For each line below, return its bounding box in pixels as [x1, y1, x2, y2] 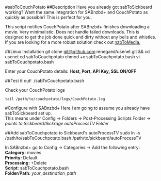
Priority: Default [5, 155, 38, 161]
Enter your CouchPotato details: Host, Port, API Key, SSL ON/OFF [5, 68, 137, 74]
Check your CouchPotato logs [5, 87, 65, 93]
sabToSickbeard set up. [5, 110, 52, 116]
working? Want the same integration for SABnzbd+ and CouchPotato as [5, 9, 148, 15]
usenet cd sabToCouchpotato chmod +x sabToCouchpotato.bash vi [5, 54, 140, 60]
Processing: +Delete [5, 160, 47, 165]
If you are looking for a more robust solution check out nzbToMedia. [5, 39, 141, 45]
